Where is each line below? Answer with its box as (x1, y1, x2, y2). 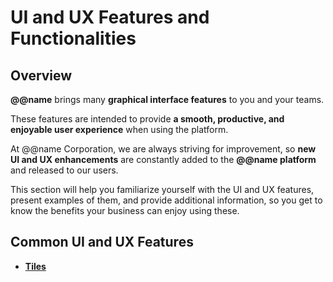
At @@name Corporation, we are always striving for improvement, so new (10, 143, 317, 155)
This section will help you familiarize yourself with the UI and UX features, (10, 184, 315, 195)
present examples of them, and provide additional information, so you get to (10, 194, 323, 206)
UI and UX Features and (10, 6, 210, 29)
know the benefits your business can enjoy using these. (10, 205, 240, 216)
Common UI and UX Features (10, 234, 194, 251)
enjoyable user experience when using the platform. (10, 124, 229, 135)
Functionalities (10, 27, 137, 50)
